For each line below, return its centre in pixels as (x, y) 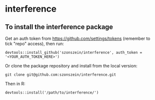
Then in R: (15, 84)
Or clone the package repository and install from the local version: (71, 66)
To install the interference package (59, 27)
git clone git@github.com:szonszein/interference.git (61, 75)
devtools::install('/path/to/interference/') (52, 93)
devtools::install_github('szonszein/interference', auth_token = (74, 52)
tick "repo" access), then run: (34, 44)
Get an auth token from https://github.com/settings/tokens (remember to (78, 38)
